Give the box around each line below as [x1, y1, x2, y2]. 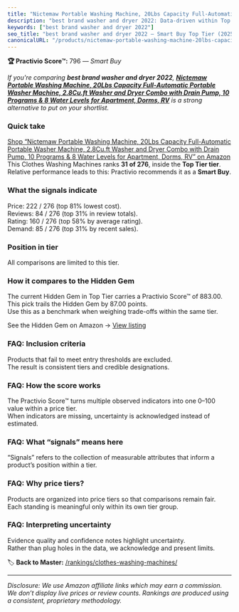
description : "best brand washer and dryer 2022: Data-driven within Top [7, 17, 231, 24]
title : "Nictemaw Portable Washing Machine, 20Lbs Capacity [7, 10, 190, 18]
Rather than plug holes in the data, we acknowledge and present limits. [7, 544, 216, 552]
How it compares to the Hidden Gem [7, 275, 135, 285]
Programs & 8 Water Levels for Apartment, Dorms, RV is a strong [7, 96, 203, 105]
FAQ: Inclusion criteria [7, 339, 86, 349]
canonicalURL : [7, 37, 50, 44]
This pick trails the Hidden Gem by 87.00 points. [7, 300, 148, 308]
